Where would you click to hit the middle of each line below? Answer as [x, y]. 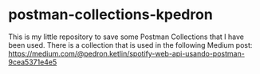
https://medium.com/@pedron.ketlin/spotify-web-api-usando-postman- [126, 53]
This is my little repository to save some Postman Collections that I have [126, 37]
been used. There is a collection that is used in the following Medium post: [130, 45]
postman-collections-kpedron [110, 15]
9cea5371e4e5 [33, 62]
